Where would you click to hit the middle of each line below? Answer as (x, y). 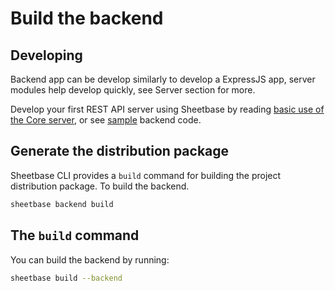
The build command (75, 235)
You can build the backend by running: (90, 259)
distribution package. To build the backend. (100, 186)
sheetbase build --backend (66, 278)
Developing (46, 55)
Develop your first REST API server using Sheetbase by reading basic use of (167, 109)
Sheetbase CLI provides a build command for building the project (146, 175)
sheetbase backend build (62, 204)
